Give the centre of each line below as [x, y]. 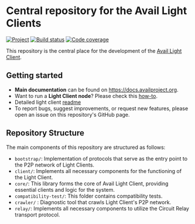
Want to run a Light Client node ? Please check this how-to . [86, 96]
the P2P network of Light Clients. [54, 165]
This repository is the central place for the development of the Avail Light [94, 50]
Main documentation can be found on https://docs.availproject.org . [96, 90]
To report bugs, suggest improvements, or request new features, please [101, 108]
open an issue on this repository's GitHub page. [72, 114]
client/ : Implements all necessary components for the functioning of [98, 171]
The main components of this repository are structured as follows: [86, 147]
